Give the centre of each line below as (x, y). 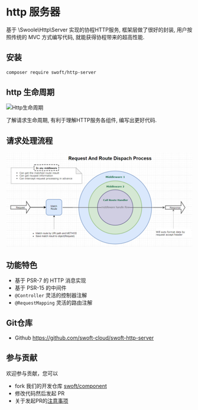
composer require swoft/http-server (51, 72)
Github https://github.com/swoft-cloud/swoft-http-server (84, 338)
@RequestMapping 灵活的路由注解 (53, 302)
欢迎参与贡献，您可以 (32, 373)
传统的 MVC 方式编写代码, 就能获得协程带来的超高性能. (78, 37)
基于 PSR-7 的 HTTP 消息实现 (50, 280)
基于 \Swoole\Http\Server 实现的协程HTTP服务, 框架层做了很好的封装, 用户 (97, 30)
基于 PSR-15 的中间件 (40, 288)
